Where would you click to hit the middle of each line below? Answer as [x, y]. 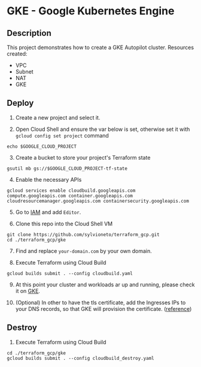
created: [17, 54]
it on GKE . [28, 290]
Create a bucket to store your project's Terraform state [83, 157]
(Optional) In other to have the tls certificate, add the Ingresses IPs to [100, 302]
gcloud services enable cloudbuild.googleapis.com [71, 190]
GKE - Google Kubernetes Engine [91, 11]
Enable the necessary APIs [48, 179]
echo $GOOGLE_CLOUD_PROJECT [42, 146]
